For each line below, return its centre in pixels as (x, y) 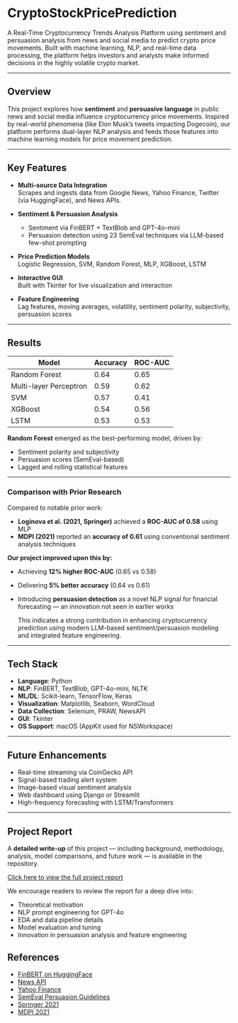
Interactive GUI (40, 277)
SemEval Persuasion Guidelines (64, 997)
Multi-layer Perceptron (49, 386)
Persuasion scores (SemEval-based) (71, 459)
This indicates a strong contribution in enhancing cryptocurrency (112, 620)
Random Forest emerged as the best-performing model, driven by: (105, 438)
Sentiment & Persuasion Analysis (68, 213)
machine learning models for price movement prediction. (90, 139)
